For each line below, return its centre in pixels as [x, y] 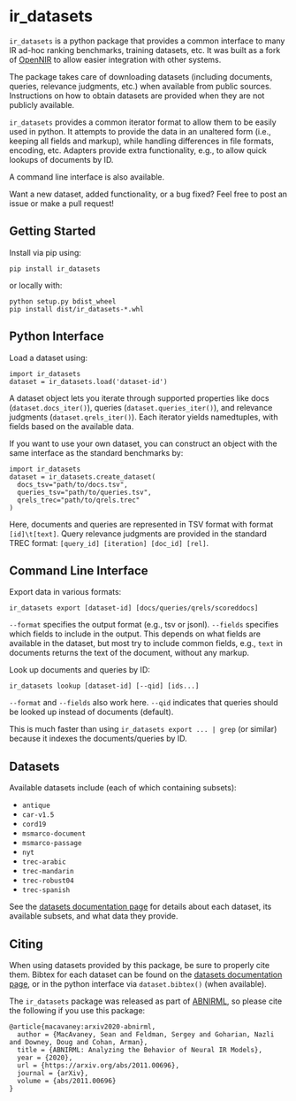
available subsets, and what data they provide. [94, 916]
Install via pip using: [46, 252]
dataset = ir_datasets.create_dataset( [83, 477]
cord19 [34, 825]
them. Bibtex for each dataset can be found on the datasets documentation [146, 974]
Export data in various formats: [65, 592]
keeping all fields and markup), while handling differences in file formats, [141, 141]
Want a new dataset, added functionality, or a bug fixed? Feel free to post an [148, 194]
